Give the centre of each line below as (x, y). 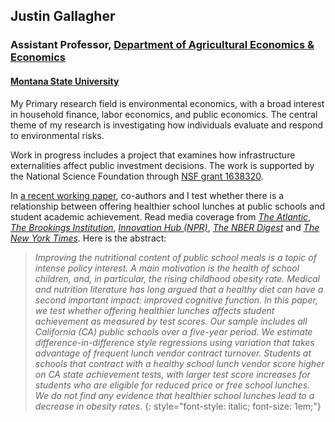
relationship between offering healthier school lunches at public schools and (168, 206)
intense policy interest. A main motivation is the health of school (167, 268)
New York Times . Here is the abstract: (88, 238)
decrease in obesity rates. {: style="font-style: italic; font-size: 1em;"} (178, 406)
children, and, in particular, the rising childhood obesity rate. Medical (177, 278)
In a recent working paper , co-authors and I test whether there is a (147, 195)
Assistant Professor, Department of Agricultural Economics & (162, 45)
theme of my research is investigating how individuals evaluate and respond (167, 125)
